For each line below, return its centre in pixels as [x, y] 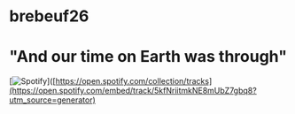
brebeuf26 [49, 16]
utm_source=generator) [52, 100]
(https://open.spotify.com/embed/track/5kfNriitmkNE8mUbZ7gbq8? [133, 91]
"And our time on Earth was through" [148, 57]
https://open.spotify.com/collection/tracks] [134, 81]
